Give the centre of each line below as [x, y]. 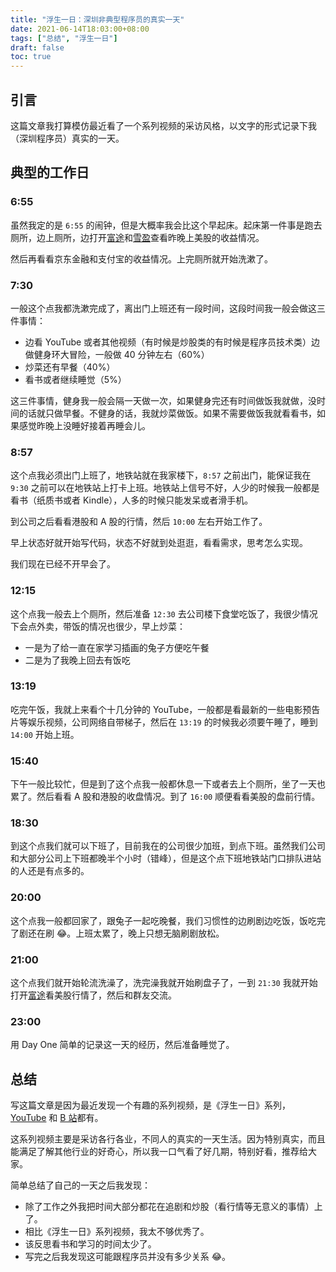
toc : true [31, 57]
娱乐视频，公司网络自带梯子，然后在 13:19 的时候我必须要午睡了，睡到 [172, 722]
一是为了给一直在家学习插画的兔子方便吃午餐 [117, 647]
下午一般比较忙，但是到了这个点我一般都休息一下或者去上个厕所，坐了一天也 [168, 784]
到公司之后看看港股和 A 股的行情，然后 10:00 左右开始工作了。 [139, 522]
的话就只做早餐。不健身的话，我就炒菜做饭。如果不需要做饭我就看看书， [167, 413]
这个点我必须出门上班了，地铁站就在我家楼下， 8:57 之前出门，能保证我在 [161, 475]
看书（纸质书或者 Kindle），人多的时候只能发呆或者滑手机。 [132, 500]
